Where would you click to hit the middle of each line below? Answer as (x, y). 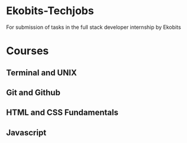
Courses (28, 51)
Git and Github (33, 92)
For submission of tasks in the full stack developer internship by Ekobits (94, 27)
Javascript (26, 133)
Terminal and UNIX (41, 73)
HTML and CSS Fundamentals (62, 113)
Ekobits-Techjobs (50, 11)
